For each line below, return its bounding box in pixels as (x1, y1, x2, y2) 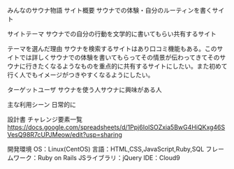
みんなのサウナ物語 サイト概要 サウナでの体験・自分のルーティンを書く (7, 6, 213, 14)
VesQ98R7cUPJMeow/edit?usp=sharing (7, 131, 122, 138)
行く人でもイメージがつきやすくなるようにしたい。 (7, 71, 154, 79)
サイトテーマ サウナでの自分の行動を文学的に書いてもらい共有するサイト (7, 30, 217, 38)
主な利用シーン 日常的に (7, 101, 77, 108)
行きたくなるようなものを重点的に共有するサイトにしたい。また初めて (25, 62, 228, 70)
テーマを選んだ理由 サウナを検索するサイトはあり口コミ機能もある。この (7, 45, 217, 52)
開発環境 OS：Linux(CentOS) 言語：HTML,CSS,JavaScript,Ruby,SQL (7, 145, 205, 153)
